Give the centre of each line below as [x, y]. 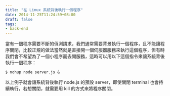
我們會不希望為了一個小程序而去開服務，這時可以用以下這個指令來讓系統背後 [85, 57]
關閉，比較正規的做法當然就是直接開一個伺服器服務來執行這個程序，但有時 [87, 50]
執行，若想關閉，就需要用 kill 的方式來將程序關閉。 [62, 88]
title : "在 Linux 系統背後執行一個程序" [44, 10]
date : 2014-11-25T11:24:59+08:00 [40, 15]
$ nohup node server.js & [32, 72]
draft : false [19, 19]
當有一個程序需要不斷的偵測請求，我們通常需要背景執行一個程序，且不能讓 [83, 44]
